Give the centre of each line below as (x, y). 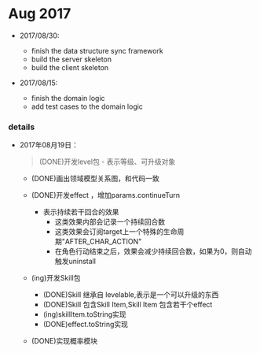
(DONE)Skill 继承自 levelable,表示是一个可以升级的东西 (131, 295)
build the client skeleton (70, 67)
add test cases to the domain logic (87, 106)
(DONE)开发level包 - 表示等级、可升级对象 (107, 162)
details (22, 127)
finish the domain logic (68, 98)
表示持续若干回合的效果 (81, 212)
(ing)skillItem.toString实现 (85, 314)
